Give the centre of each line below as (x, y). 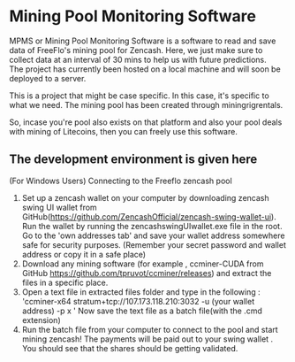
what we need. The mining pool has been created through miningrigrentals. (146, 104)
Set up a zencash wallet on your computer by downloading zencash (145, 197)
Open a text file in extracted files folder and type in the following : (141, 292)
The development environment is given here (133, 160)
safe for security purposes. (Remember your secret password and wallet (154, 244)
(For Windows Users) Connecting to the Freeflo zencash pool (121, 181)
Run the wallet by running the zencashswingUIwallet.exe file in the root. (152, 226)
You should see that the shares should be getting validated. (130, 348)
